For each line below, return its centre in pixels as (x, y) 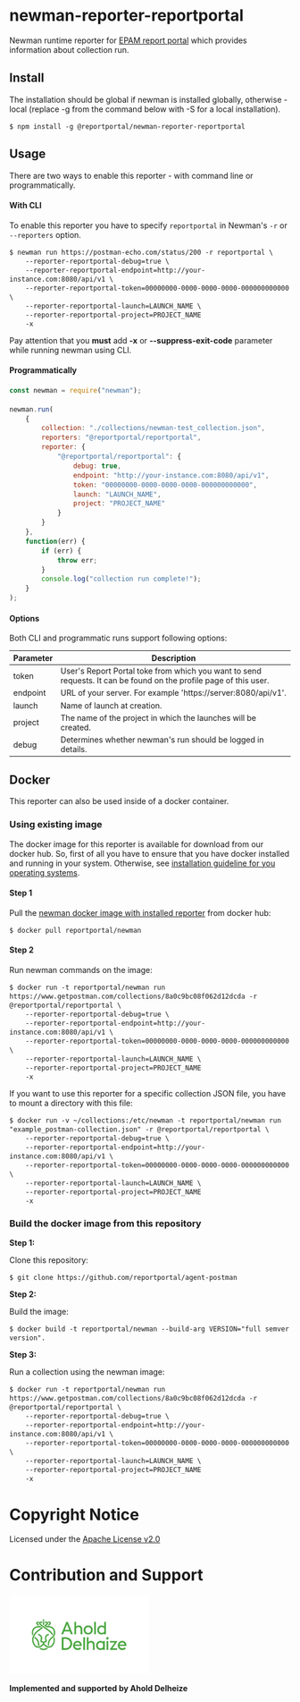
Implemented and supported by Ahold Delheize (99, 1688)
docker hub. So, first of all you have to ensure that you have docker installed (150, 853)
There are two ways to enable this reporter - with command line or (131, 175)
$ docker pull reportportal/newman (75, 930)
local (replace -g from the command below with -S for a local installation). (145, 109)
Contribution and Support (106, 1575)
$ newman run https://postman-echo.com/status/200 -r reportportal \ (142, 252)
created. (75, 727)
